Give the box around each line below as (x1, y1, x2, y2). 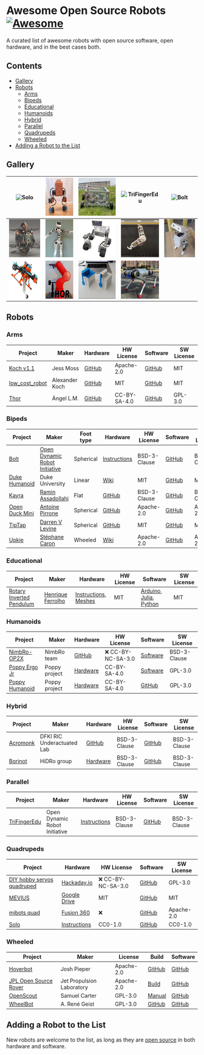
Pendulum (8, 601, 35, 608)
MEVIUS (8, 894, 30, 902)
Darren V (39, 518, 63, 526)
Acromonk (8, 739, 35, 746)
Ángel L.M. (52, 394, 79, 402)
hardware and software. (6, 1042, 66, 1050)
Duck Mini (8, 510, 35, 517)
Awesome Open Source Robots (6, 4, 166, 18)
